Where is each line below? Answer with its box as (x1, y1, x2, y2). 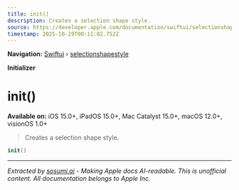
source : (7, 23, 31, 31)
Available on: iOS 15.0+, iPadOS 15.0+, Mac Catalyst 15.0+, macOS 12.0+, (7, 112, 223, 121)
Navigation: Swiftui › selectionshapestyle (7, 50, 129, 58)
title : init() (7, 10, 50, 18)
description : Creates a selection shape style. (7, 17, 152, 24)
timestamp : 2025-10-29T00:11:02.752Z (7, 30, 119, 38)
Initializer (7, 63, 36, 72)
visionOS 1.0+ (7, 120, 48, 128)
